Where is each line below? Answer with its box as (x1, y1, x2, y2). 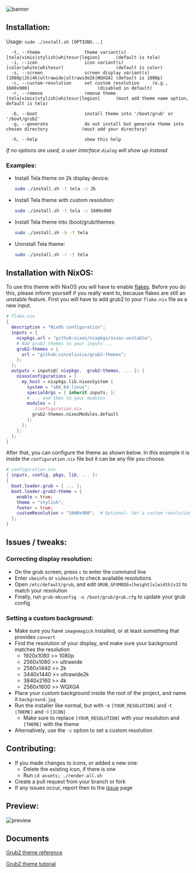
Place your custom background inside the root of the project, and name (14, 690, 187, 697)
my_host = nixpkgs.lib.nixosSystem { (21, 378, 114, 385)
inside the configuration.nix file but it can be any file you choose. (6, 456, 166, 463)
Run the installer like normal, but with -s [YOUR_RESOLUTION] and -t (14, 702, 172, 709)
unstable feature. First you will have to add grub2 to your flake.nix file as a (6, 296, 188, 303)
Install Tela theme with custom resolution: (14, 196, 115, 203)
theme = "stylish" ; (16, 499, 64, 505)
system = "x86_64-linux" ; (27, 384, 90, 390)
